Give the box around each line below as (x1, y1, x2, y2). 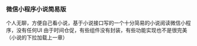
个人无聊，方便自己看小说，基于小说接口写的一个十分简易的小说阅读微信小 (6, 19, 186, 27)
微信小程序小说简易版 (6, 5, 66, 13)
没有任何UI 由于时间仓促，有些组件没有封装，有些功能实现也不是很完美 (16, 27, 188, 34)
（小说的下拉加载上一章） (6, 34, 68, 41)
